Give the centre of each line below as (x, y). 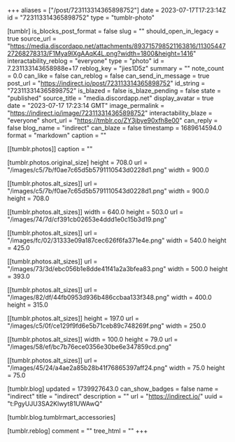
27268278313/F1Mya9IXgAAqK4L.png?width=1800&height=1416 (100, 53)
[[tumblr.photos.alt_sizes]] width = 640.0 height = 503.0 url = (95, 212)
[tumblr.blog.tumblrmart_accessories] (62, 417)
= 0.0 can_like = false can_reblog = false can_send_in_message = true (108, 76)
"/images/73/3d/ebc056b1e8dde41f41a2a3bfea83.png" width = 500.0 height (117, 269)
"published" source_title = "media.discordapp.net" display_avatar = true (111, 98)
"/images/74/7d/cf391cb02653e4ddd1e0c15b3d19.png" (87, 219)
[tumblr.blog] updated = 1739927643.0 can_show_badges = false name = (113, 389)
